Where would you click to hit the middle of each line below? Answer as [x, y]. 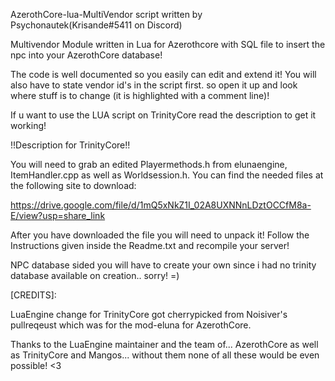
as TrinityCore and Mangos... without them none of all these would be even [165, 355]
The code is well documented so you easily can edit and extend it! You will [163, 74]
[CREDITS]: [33, 295]
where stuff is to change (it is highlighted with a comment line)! [140, 95]
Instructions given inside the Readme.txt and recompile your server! [150, 245]
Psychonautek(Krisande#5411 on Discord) [96, 25]
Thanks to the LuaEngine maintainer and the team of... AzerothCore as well [164, 344]
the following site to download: [73, 185]
